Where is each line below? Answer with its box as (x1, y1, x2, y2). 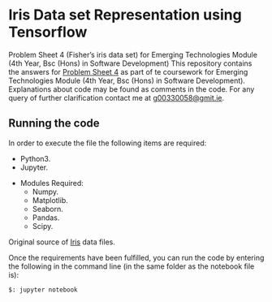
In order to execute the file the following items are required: (8, 138, 207, 148)
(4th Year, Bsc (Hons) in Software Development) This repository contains (8, 58, 253, 68)
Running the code (8, 116, 100, 131)
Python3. (19, 153, 51, 163)
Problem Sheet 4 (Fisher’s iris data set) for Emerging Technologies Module (8, 50, 258, 59)
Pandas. (32, 213, 60, 222)
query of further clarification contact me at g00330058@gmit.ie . (8, 93, 225, 102)
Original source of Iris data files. (8, 237, 115, 247)
